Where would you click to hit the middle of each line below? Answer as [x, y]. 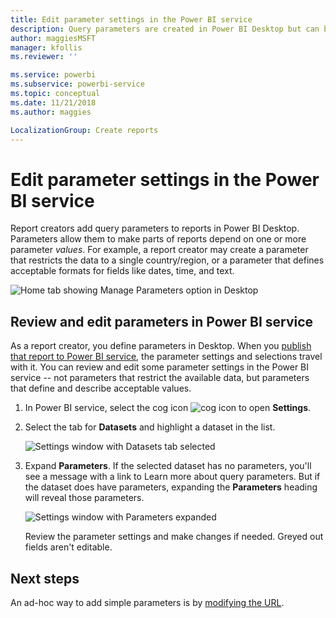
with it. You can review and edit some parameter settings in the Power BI [160, 367]
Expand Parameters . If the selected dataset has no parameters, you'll [168, 466]
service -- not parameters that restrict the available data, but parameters [160, 378]
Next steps [45, 578]
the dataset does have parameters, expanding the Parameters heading [171, 487]
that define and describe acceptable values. [101, 388]
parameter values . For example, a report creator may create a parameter [159, 250]
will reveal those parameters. [84, 498]
